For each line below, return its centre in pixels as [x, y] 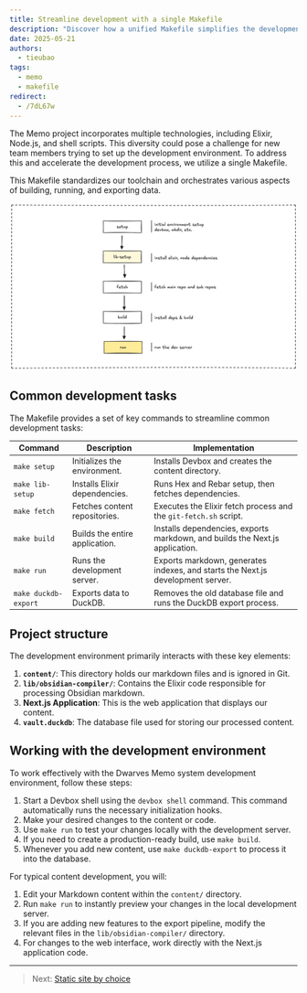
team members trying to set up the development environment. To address [148, 153]
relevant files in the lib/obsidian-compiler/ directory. [124, 933]
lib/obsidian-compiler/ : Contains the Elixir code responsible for [144, 683]
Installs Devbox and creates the [213, 461]
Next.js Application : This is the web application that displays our [145, 702]
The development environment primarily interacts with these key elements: [150, 656]
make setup [34, 466]
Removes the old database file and [219, 593]
